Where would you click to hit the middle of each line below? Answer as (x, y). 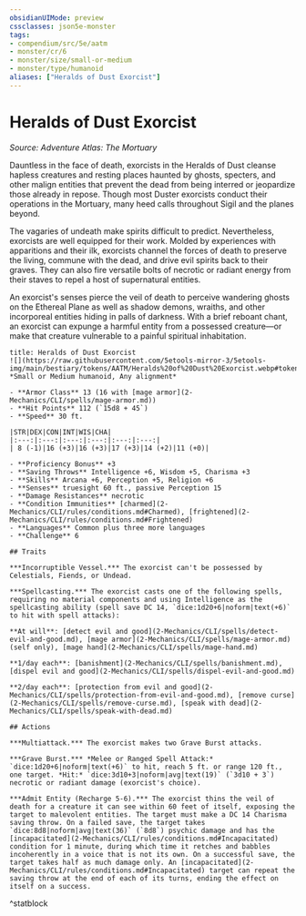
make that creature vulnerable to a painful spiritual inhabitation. (128, 336)
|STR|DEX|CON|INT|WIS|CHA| (61, 432)
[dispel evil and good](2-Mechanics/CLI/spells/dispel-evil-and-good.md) (153, 671)
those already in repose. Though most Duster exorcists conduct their (138, 194)
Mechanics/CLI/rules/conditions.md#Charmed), (97, 512)
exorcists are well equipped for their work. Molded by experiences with (143, 240)
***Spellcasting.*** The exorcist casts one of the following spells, (146, 591)
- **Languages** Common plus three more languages (107, 528)
